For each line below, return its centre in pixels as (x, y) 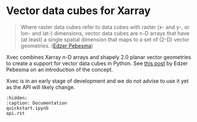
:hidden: (17, 98)
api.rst (16, 113)
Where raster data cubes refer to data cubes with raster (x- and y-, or (105, 27)
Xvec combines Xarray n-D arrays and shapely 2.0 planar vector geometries (99, 57)
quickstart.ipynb (27, 108)
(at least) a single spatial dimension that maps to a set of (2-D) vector (105, 39)
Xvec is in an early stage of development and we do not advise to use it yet (97, 81)
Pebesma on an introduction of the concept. (60, 69)
